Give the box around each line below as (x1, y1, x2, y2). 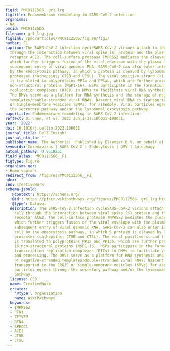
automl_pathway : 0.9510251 (5, 149, 62, 154)
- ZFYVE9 (10, 314, 28, 320)
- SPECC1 (10, 324, 28, 329)
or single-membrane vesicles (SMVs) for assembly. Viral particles (10, 102, 155, 107)
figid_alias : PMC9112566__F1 (5, 154, 67, 159)
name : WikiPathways (14, 296, 56, 301)
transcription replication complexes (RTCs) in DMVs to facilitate (14, 248, 159, 253)
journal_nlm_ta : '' (5, 135, 47, 140)
